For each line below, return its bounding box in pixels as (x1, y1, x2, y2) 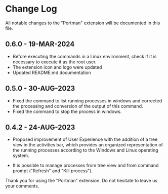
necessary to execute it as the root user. (12, 59, 97, 65)
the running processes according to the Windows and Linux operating (12, 147, 158, 153)
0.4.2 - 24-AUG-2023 (5, 123, 75, 132)
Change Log (5, 3, 57, 15)
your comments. (5, 183, 39, 189)
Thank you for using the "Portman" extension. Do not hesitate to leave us (5, 178, 158, 184)
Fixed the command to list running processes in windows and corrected (12, 97, 162, 104)
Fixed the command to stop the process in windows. (12, 108, 122, 114)
